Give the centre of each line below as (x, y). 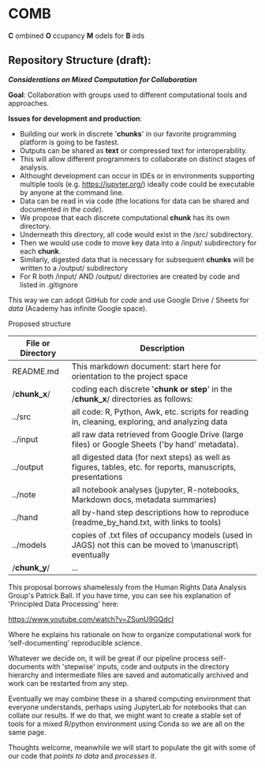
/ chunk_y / (31, 568)
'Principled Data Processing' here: (64, 604)
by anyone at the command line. (72, 192)
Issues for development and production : (75, 118)
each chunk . (40, 251)
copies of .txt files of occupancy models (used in (162, 535)
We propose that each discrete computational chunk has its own (125, 217)
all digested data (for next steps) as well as (151, 457)
